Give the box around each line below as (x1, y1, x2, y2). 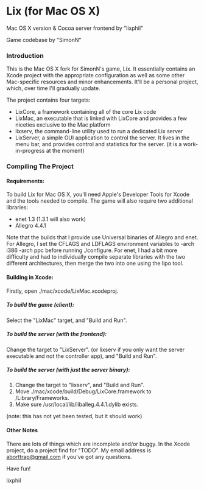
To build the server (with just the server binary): (6, 366, 130, 374)
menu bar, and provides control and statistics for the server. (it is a (15, 141, 182, 148)
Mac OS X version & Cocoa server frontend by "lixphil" (6, 24, 144, 32)
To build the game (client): (6, 301, 74, 309)
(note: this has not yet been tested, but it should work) (6, 413, 142, 420)
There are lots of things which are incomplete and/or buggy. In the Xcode (6, 440, 191, 447)
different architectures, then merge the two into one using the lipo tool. (6, 260, 184, 267)
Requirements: (6, 177, 44, 184)
